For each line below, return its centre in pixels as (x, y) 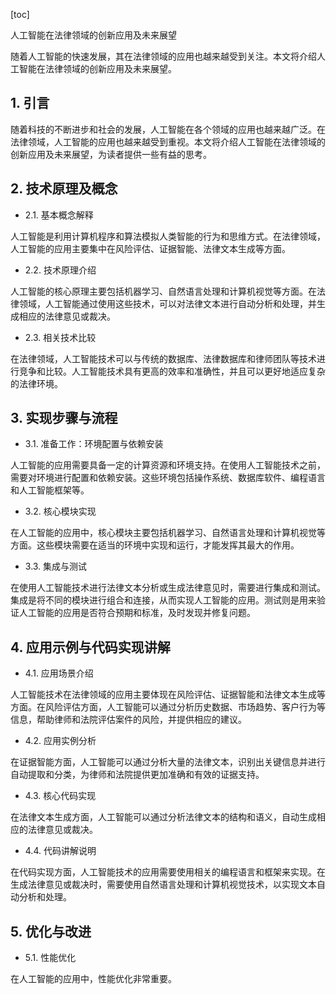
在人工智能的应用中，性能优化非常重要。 (93, 979)
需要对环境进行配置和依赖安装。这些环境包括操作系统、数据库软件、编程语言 (168, 478)
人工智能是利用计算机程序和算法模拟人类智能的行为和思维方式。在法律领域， (168, 236)
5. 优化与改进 (51, 931)
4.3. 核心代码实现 (60, 796)
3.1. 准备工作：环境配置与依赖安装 (94, 444)
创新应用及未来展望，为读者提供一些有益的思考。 (111, 154)
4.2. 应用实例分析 (60, 741)
